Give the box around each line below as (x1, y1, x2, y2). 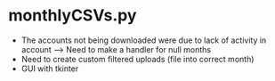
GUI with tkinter (20, 63, 79, 74)
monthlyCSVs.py (8, 5, 137, 26)
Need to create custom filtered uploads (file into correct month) (20, 53, 255, 64)
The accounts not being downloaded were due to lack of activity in (20, 35, 267, 45)
